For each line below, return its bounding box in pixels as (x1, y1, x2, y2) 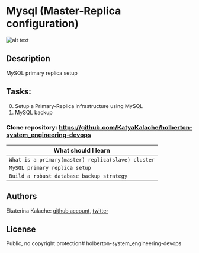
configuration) (6, 17, 79, 30)
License (6, 224, 36, 235)
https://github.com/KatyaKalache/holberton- (59, 124, 193, 132)
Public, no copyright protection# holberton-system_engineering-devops (6, 240, 182, 247)
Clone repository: (6, 124, 58, 132)
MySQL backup (14, 109, 53, 116)
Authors (6, 191, 37, 201)
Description (6, 53, 50, 64)
